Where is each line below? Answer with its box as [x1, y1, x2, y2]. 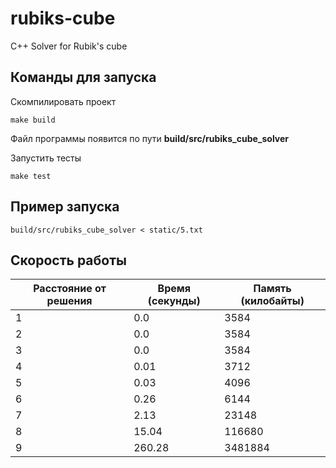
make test [10, 171, 52, 181]
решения [46, 294, 93, 308]
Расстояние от [33, 282, 107, 296]
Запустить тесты [10, 152, 82, 164]
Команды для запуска [10, 69, 157, 86]
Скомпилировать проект [10, 95, 117, 107]
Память [253, 282, 292, 296]
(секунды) [147, 294, 201, 308]
